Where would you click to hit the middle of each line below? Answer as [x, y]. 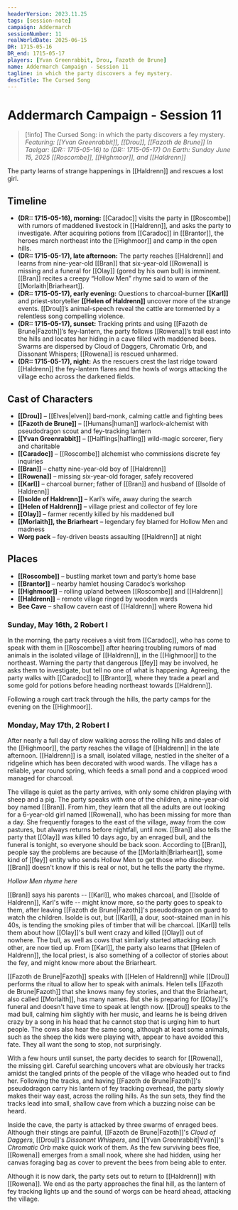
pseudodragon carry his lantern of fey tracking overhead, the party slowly [116, 1089]
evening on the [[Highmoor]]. [50, 707]
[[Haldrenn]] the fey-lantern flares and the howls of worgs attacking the [122, 369]
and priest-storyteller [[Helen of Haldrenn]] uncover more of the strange [124, 301]
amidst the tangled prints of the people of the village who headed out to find [119, 1074]
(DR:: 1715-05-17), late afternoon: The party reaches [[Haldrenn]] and [120, 256]
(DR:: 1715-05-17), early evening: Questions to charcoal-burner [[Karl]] [123, 294]
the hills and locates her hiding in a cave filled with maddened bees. [117, 339]
